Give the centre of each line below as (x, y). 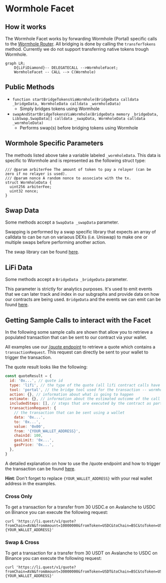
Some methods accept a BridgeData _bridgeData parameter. (66, 279)
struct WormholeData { (28, 182)
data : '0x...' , (30, 417)
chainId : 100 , (28, 436)
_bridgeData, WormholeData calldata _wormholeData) (66, 104)
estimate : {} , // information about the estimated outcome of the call (85, 399)
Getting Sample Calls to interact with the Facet (78, 320)
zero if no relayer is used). (36, 174)
